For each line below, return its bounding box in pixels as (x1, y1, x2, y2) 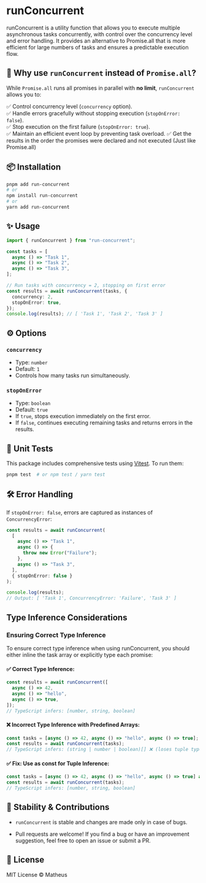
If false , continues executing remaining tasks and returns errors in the (15, 419, 193, 427)
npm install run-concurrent (6, 193, 78, 199)
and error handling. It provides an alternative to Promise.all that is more (6, 37, 186, 44)
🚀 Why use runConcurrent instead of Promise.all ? (6, 68, 197, 79)
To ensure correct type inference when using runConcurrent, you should (6, 644, 190, 652)
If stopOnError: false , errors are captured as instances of (6, 508, 153, 516)
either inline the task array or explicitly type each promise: (6, 651, 153, 658)
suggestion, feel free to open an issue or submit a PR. (15, 836, 151, 844)
